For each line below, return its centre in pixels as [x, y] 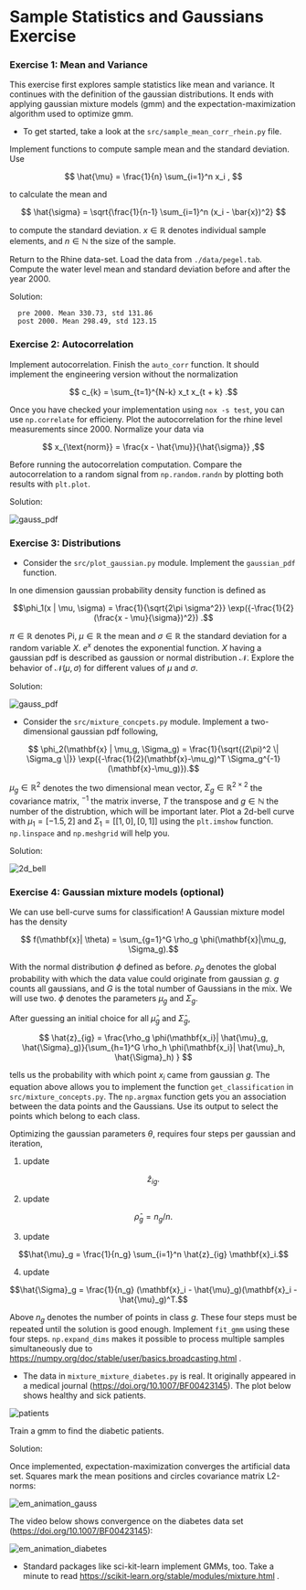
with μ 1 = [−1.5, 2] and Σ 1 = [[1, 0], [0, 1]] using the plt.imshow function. [142, 822]
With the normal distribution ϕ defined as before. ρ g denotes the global [143, 968]
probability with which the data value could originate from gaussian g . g [144, 978]
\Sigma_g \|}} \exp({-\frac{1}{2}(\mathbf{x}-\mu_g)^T [126, 758]
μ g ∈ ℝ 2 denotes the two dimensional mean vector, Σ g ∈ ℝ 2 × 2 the [136, 788]
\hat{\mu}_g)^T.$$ [153, 1299]
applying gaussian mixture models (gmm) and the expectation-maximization [153, 104]
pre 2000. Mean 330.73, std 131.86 [85, 314]
